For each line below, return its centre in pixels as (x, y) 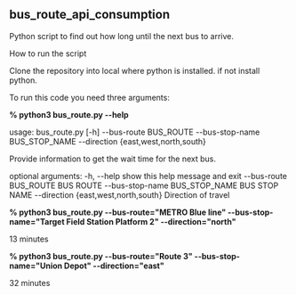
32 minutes (30, 283)
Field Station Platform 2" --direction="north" (151, 221)
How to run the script (48, 53)
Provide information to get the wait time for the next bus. (112, 159)
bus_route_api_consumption (90, 15)
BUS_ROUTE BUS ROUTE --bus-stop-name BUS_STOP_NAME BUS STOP (144, 185)
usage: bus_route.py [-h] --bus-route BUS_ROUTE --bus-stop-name (135, 132)
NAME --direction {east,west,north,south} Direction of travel (120, 194)
